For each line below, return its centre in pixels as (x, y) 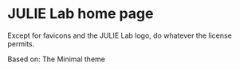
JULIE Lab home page (81, 14)
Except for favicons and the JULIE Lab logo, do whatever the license (120, 35)
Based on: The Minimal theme (56, 59)
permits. (21, 43)
